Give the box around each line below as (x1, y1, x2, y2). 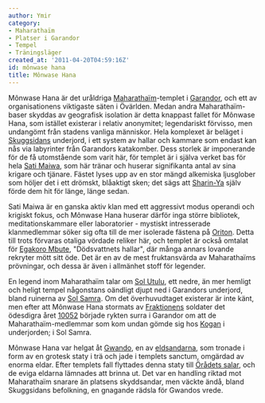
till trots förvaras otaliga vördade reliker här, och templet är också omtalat (8, 235, 249, 245)
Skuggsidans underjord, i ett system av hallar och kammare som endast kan (8, 135, 257, 144)
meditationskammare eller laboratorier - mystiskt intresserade (8, 219, 211, 228)
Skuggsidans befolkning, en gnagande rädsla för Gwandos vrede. (8, 385, 224, 395)
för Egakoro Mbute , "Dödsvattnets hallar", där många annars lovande (8, 244, 235, 254)
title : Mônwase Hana (8, 71, 77, 79)
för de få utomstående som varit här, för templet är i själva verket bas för (8, 152, 247, 162)
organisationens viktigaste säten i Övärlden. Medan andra (8, 101, 197, 111)
